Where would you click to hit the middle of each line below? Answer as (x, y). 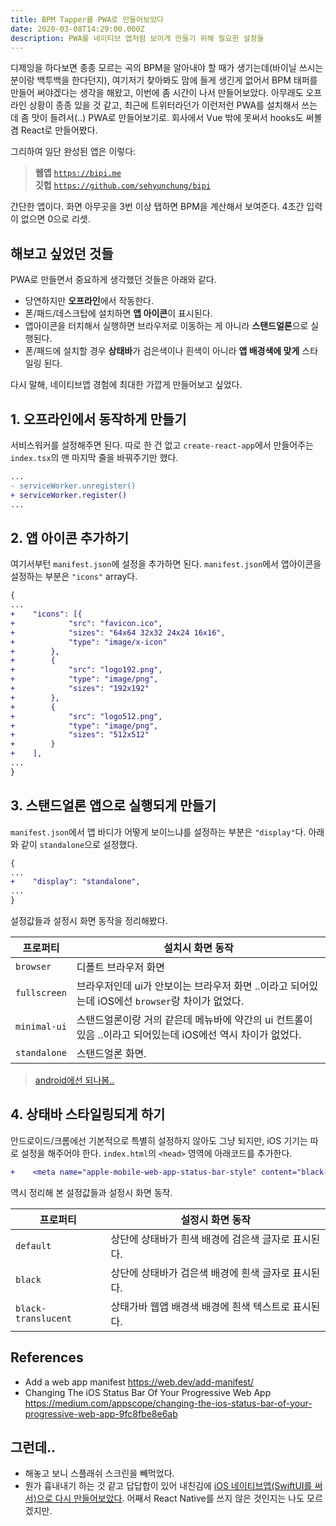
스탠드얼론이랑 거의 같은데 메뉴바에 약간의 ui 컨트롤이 (194, 1019)
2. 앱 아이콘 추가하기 (70, 537)
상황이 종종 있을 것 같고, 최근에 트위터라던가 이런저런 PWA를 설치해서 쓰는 (173, 105)
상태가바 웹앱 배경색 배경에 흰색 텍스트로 (200, 1306)
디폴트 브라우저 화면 (120, 967)
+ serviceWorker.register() (69, 495)
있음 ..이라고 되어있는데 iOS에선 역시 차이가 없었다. (189, 1034)
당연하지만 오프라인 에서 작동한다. (89, 301)
